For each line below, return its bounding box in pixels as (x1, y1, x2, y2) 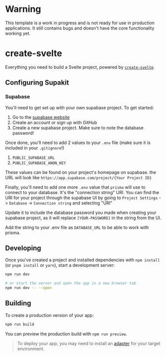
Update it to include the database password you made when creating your (5, 209, 157, 215)
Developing (5, 244, 41, 252)
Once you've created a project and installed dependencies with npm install (5, 257, 160, 263)
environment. (17, 346, 45, 352)
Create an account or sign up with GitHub (12, 119, 98, 125)
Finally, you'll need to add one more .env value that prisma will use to (5, 184, 146, 190)
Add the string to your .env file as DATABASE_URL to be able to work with (5, 224, 149, 230)
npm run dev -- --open (5, 286, 52, 291)
